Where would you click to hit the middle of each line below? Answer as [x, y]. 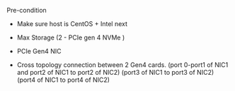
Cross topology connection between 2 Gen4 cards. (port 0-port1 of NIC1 [122, 65]
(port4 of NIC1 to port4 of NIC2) [63, 80]
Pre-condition [27, 10]
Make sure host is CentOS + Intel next [72, 24]
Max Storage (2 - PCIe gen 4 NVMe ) [71, 37]
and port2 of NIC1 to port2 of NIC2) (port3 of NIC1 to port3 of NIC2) [115, 72]
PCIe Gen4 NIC [39, 51]
